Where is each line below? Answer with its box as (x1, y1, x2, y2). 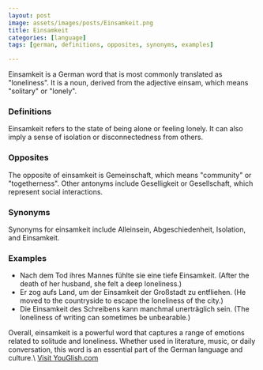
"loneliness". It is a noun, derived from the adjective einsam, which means (8, 78, 249, 88)
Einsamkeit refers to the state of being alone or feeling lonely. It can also (8, 124, 243, 134)
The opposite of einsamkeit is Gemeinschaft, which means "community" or (8, 170, 252, 179)
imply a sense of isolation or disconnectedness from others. (8, 132, 204, 142)
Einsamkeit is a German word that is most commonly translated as (8, 70, 223, 79)
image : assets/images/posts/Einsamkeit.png (8, 19, 154, 27)
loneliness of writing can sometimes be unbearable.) (19, 313, 191, 323)
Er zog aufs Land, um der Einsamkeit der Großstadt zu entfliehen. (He (19, 288, 246, 297)
